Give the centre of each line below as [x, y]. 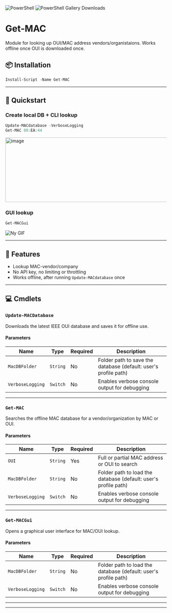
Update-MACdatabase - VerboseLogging [44, 126]
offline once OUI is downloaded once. [45, 48]
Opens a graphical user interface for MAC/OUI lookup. [62, 531]
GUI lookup [19, 212]
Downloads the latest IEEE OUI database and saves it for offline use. [77, 326]
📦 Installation [28, 65]
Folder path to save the [126, 360]
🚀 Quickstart [26, 100]
